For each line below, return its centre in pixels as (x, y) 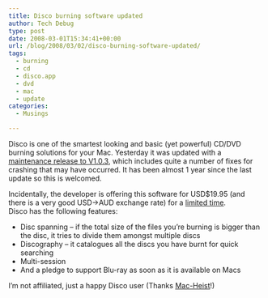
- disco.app (36, 76)
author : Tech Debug (41, 23)
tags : (17, 53)
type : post (27, 31)
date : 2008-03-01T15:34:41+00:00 (65, 38)
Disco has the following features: (63, 211)
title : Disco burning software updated (76, 16)
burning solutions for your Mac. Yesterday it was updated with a (115, 152)
